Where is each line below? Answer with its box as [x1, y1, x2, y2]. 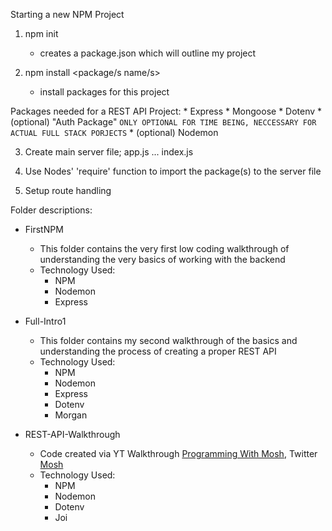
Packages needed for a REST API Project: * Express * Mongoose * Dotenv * [10, 105, 323, 117]
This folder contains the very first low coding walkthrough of [39, 243, 290, 254]
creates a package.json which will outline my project [39, 47, 257, 59]
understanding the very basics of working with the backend [39, 254, 286, 265]
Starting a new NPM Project [10, 9, 125, 20]
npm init [24, 28, 59, 39]
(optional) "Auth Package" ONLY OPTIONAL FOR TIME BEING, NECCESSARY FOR [10, 116, 317, 128]
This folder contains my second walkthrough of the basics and [39, 335, 298, 346]
